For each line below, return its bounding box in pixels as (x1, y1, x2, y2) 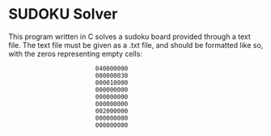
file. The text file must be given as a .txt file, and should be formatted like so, (8, 40, 264, 49)
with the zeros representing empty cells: (8, 49, 143, 58)
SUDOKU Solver (8, 5, 118, 23)
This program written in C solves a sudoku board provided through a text (8, 32, 251, 41)
